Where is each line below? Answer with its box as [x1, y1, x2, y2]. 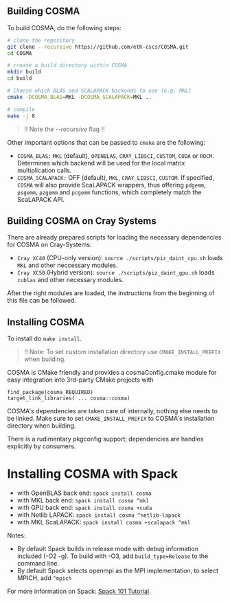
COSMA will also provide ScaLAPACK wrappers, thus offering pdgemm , [16, 181, 206, 189]
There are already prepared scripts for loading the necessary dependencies [7, 233, 222, 242]
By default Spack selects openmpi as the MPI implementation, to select [16, 566, 218, 575]
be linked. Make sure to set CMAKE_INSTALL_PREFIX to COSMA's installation [7, 415, 215, 423]
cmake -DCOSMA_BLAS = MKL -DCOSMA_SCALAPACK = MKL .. [7, 93, 152, 100]
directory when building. [7, 421, 76, 430]
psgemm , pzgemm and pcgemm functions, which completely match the [16, 188, 202, 196]
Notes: [7, 531, 26, 540]
